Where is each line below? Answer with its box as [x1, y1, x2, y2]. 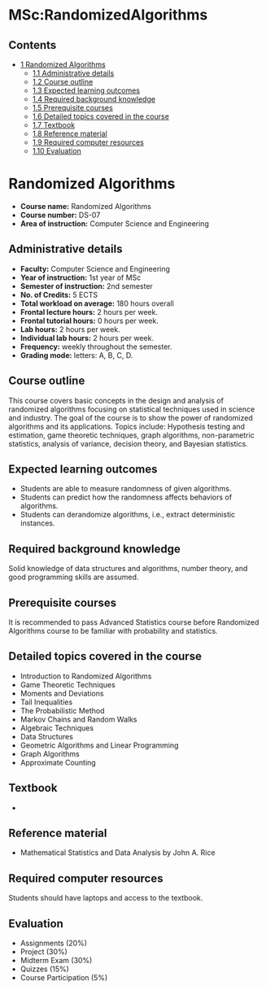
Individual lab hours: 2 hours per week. [20, 333, 155, 342]
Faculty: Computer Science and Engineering [20, 264, 171, 273]
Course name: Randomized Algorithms [20, 201, 152, 211]
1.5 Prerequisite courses [32, 103, 114, 112]
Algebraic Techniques [20, 722, 94, 733]
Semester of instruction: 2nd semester [20, 281, 153, 290]
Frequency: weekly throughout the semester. [20, 342, 172, 351]
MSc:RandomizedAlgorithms [8, 6, 208, 24]
